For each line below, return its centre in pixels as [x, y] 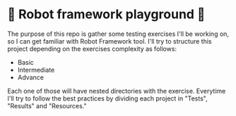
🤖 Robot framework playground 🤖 [106, 14]
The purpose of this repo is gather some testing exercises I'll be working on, [118, 34]
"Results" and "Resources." [47, 105]
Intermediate [36, 70]
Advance [31, 77]
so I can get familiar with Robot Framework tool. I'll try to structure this [110, 41]
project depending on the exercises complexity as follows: [92, 49]
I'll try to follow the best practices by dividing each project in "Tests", [107, 98]
